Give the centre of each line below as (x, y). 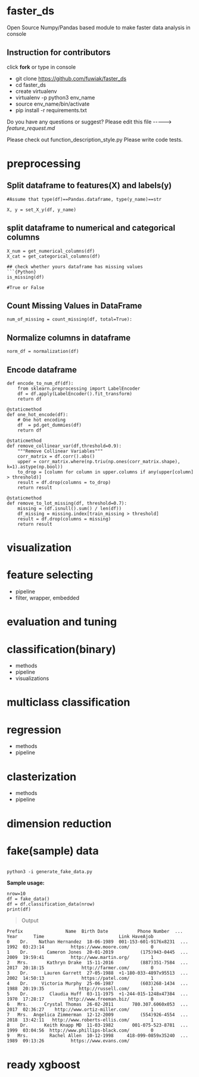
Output (30, 921)
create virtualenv (36, 91)
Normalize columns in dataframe (69, 338)
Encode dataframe (42, 370)
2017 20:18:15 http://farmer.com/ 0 (80, 968)
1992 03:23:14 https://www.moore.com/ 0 (80, 947)
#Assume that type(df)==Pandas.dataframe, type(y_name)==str (84, 199)
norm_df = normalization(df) (43, 352)
